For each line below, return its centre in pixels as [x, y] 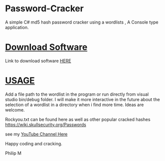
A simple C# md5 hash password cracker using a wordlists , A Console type [82, 22]
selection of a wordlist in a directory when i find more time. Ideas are [74, 105]
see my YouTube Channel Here [36, 134]
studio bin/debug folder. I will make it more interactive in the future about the [82, 99]
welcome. [15, 110]
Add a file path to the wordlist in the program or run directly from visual [77, 94]
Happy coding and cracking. [34, 143]
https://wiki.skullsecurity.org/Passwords [46, 124]
